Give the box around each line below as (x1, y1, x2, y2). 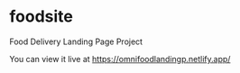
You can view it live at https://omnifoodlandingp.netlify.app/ (9, 53, 231, 64)
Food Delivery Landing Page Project (9, 36, 143, 47)
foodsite (9, 6, 74, 27)
